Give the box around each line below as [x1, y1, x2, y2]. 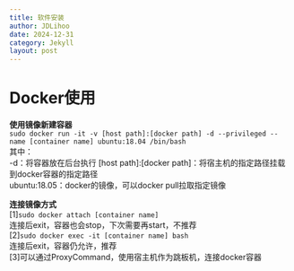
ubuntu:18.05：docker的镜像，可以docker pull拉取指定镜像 [9, 180, 227, 191]
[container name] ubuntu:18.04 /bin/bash [29, 137, 186, 146]
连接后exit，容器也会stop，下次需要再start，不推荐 [9, 220, 197, 231]
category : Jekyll [9, 38, 74, 48]
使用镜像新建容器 [9, 119, 73, 130]
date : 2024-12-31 [9, 30, 74, 39]
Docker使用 [9, 88, 96, 109]
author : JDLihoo [9, 22, 70, 31]
